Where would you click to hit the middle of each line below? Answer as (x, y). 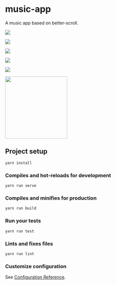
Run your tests (23, 221)
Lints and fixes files (29, 243)
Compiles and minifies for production (51, 198)
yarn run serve (21, 186)
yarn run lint (20, 254)
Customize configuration (36, 266)
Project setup (27, 152)
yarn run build (21, 209)
